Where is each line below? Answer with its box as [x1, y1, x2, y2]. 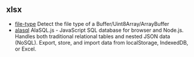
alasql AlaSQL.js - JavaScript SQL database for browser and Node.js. [14, 26, 184, 33]
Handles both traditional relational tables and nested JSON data [14, 32, 170, 40]
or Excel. [14, 45, 37, 52]
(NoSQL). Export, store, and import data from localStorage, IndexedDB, [14, 39, 189, 46]
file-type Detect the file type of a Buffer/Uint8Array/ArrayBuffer [14, 20, 170, 27]
